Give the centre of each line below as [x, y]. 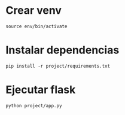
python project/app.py [34, 105]
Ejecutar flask [41, 90]
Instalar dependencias [62, 50]
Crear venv [34, 10]
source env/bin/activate [36, 26]
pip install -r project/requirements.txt [58, 66]
